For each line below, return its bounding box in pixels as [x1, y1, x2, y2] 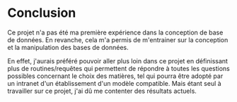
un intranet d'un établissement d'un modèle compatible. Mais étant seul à [7, 79, 221, 87]
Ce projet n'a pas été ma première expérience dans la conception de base [7, 28, 224, 37]
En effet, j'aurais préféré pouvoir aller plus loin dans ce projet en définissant [7, 56, 229, 65]
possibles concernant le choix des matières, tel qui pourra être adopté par [7, 72, 224, 80]
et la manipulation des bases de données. [7, 43, 129, 51]
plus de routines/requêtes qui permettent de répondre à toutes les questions [7, 64, 230, 72]
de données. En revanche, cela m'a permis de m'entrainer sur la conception [7, 35, 229, 44]
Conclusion [7, 5, 76, 21]
